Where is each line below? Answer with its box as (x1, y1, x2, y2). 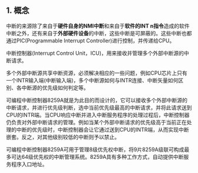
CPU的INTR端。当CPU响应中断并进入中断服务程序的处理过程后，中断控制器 (6, 111, 190, 118)
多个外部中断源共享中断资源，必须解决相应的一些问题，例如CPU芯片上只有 (6, 69, 187, 76)
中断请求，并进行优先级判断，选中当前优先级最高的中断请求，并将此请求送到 (6, 104, 192, 111)
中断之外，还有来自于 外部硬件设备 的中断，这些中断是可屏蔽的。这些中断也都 (6, 29, 192, 36)
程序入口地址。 (11, 161, 48, 168)
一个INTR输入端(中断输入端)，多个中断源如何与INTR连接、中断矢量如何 (6, 76, 179, 84)
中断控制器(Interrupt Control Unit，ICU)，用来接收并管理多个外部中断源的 (6, 49, 184, 56)
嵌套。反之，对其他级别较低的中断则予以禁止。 (6, 133, 120, 140)
